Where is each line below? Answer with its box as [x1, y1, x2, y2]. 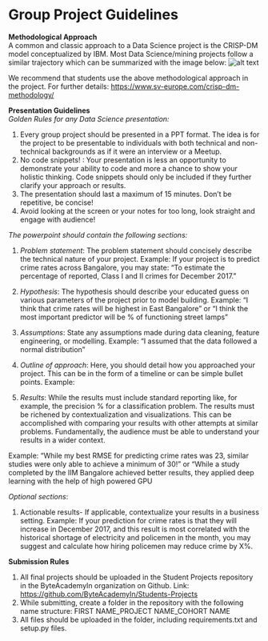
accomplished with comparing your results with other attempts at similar [19, 418, 258, 427]
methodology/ [8, 90, 54, 99]
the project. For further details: [8, 82, 110, 91]
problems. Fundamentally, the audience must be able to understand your [19, 427, 260, 436]
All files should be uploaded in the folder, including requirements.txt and [19, 615, 258, 624]
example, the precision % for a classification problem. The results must [19, 401, 254, 411]
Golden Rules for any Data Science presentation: [8, 114, 170, 123]
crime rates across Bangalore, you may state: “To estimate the [19, 262, 226, 272]
